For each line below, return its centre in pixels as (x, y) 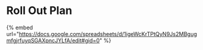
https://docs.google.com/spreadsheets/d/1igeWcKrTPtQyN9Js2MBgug (108, 34)
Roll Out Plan (39, 11)
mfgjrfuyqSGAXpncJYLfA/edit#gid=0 (53, 40)
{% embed (20, 27)
